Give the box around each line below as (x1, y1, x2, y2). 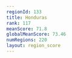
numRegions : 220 (6, 37, 47, 43)
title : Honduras (6, 14, 47, 21)
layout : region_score (6, 43, 61, 49)
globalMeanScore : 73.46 (6, 31, 67, 37)
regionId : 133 (6, 8, 42, 15)
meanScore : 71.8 (6, 25, 47, 32)
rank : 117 (6, 20, 31, 26)
